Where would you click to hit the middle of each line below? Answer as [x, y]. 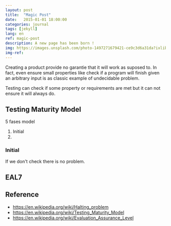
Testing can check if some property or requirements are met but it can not [83, 88]
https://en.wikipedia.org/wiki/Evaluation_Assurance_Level [73, 218]
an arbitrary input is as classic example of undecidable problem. [73, 78]
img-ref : [15, 53]
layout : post [19, 10]
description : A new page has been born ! [50, 43]
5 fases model [20, 122]
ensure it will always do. [31, 93]
